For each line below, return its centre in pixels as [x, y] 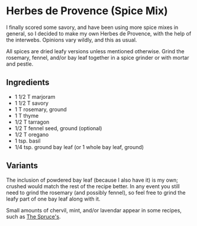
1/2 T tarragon [32, 122]
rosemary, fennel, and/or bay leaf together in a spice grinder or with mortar [98, 57]
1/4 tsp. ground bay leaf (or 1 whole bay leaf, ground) [79, 147]
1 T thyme [27, 115]
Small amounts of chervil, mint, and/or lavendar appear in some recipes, [94, 210]
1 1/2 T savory [32, 103]
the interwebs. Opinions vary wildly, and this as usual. [72, 40]
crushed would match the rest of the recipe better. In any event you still [93, 186]
